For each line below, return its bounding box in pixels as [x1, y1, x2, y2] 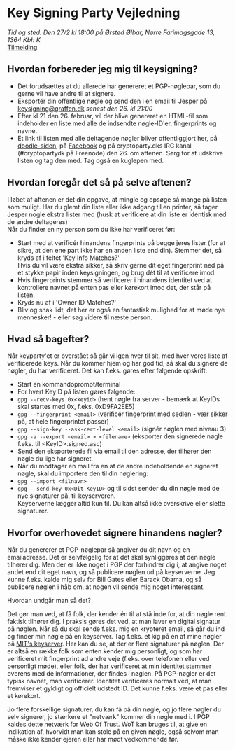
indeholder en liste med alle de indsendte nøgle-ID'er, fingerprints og [17, 119, 217, 127]
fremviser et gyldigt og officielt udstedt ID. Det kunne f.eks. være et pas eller [7, 684, 228, 693]
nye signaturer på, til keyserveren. [17, 492, 116, 500]
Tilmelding [7, 43, 38, 51]
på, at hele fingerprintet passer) [17, 417, 110, 426]
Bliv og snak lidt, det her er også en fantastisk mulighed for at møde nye [17, 305, 225, 314]
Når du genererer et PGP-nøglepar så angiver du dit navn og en [7, 546, 190, 554]
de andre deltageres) [7, 217, 68, 225]
